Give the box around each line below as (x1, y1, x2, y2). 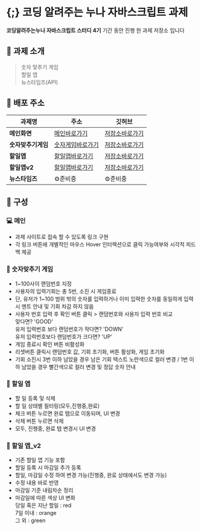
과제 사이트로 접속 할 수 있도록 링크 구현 (14, 234, 109, 241)
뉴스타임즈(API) (21, 78, 59, 85)
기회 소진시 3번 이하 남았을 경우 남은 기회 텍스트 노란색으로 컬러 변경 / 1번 (14, 355, 188, 363)
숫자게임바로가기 (54, 140, 99, 149)
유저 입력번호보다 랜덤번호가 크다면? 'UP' (14, 333, 113, 340)
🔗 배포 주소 (6, 98, 45, 108)
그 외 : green (14, 517, 46, 524)
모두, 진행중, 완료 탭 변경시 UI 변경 (14, 425, 97, 432)
